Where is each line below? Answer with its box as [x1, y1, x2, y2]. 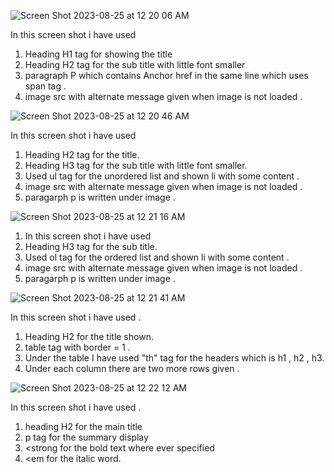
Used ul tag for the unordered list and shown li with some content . [24, 170, 300, 182]
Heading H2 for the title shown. [24, 331, 154, 342]
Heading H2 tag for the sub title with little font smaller [24, 59, 246, 70]
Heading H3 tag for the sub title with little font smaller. [24, 160, 248, 171]
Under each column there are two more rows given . [24, 363, 240, 374]
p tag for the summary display [24, 431, 149, 443]
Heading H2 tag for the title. [24, 149, 140, 160]
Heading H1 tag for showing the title [24, 48, 173, 60]
